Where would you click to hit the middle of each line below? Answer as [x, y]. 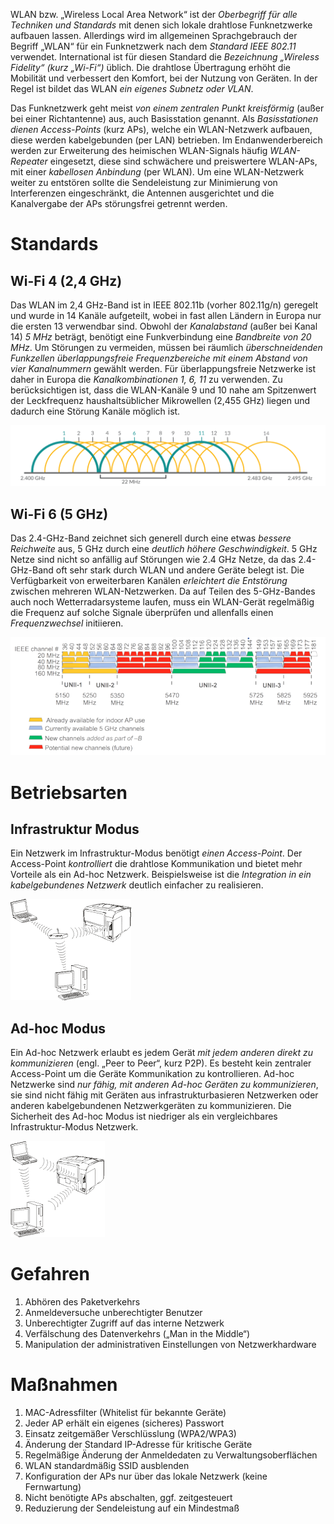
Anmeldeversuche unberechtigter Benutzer [113, 1313]
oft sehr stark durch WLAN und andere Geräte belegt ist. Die [180, 570]
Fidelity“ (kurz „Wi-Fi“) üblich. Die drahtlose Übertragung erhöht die [150, 67]
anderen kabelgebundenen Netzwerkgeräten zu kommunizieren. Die [151, 1106]
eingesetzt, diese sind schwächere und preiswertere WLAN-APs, [183, 161]
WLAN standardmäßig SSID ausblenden [107, 1466]
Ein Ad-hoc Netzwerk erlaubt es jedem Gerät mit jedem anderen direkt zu [161, 1053]
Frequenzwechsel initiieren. [67, 623]
